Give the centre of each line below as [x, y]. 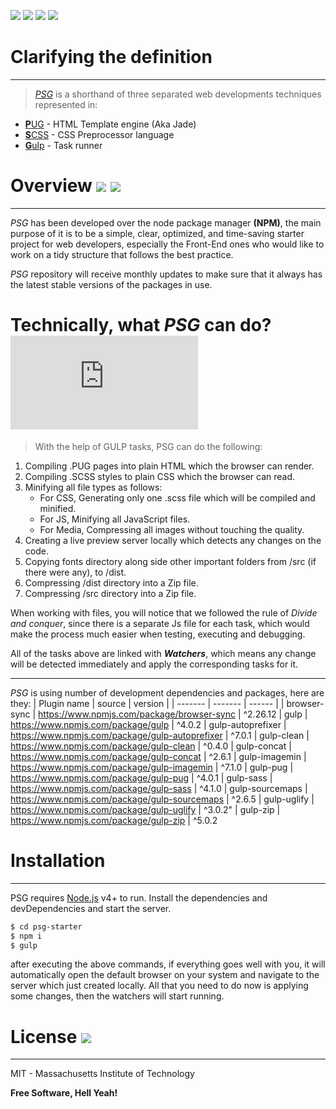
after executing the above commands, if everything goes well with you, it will [168, 964]
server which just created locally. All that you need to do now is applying [159, 986]
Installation [58, 861]
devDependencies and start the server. [91, 908]
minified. [58, 508]
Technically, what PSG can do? [141, 325]
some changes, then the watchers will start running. [117, 996]
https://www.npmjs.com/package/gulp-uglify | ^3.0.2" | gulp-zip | [145, 809]
